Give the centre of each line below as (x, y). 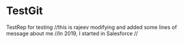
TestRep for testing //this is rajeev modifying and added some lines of (91, 27)
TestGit (24, 11)
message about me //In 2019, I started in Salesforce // (72, 33)
